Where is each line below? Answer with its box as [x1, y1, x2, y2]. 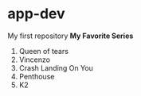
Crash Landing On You [18, 63, 93, 72]
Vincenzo [18, 55, 51, 64]
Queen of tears [18, 46, 69, 56]
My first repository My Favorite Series [7, 31, 134, 40]
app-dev [7, 5, 65, 23]
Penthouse [18, 71, 55, 81]
